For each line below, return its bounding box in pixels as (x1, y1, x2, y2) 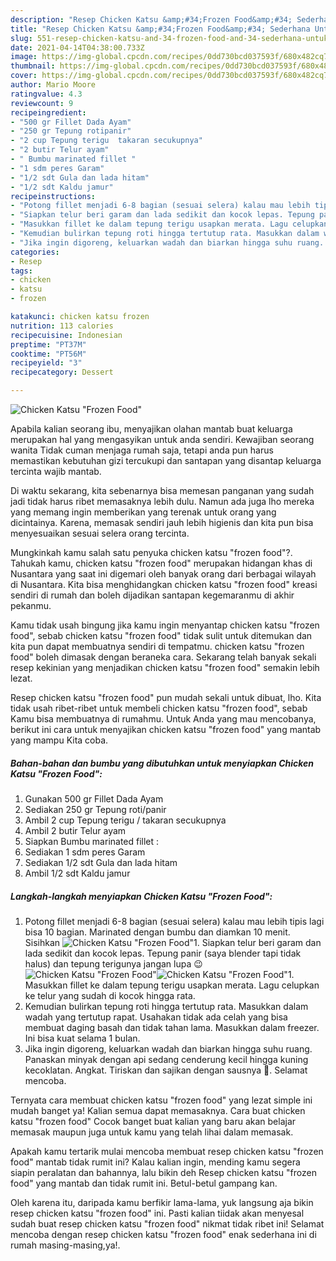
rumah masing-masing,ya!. (10, 1239, 121, 1251)
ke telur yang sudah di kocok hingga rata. (24, 989, 196, 1001)
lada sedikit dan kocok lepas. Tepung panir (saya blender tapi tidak (24, 947, 302, 959)
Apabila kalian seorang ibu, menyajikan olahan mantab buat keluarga (10, 423, 293, 435)
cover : (10, 71, 38, 81)
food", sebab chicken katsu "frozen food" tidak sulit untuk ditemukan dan (10, 630, 313, 641)
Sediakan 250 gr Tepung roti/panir (24, 803, 167, 815)
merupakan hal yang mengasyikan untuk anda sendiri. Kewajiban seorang (10, 434, 315, 445)
